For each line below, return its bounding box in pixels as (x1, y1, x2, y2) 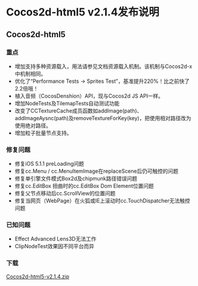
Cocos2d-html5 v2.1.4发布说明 (6, 5, 160, 19)
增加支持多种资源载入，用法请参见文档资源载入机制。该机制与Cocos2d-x (14, 63, 193, 70)
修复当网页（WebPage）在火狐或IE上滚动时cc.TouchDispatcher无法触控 (14, 197, 190, 204)
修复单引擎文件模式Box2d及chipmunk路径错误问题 (14, 175, 138, 182)
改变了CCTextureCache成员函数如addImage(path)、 (14, 107, 142, 114)
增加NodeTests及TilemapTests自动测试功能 (14, 99, 120, 107)
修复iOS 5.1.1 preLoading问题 (14, 160, 85, 168)
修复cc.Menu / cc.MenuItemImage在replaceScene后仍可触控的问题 (14, 168, 178, 175)
